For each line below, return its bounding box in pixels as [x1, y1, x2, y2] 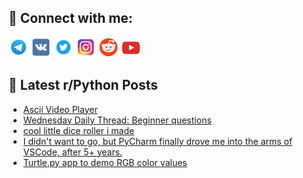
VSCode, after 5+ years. [22, 146, 123, 158]
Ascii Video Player [22, 103, 98, 115]
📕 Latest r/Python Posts [8, 77, 159, 94]
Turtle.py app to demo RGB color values [22, 156, 188, 168]
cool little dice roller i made [22, 124, 135, 136]
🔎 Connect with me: [8, 10, 133, 27]
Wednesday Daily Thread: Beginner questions [22, 114, 212, 126]
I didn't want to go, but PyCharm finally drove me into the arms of [22, 135, 293, 147]
